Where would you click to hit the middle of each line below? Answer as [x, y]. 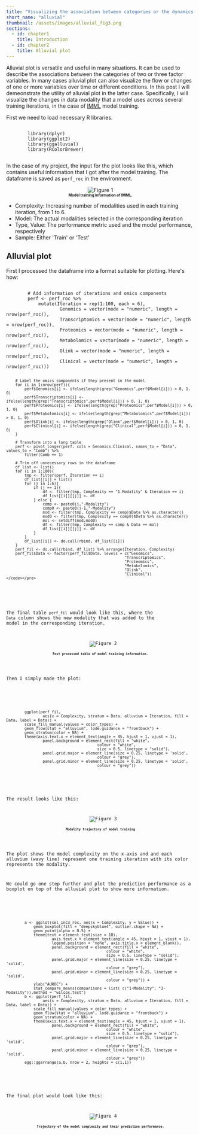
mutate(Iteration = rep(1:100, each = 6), [92, 304]
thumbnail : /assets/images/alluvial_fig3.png [64, 23]
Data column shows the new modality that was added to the [80, 618]
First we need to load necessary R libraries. [59, 117]
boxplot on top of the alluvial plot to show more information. [88, 889]
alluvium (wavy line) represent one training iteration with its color [97, 859]
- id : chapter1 [30, 34]
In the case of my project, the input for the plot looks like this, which [90, 166]
